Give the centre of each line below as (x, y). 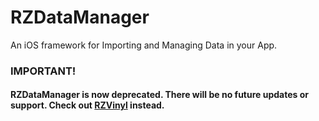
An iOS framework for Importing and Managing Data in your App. (144, 45)
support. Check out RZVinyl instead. (87, 105)
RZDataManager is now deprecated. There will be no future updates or (159, 95)
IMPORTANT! (43, 71)
